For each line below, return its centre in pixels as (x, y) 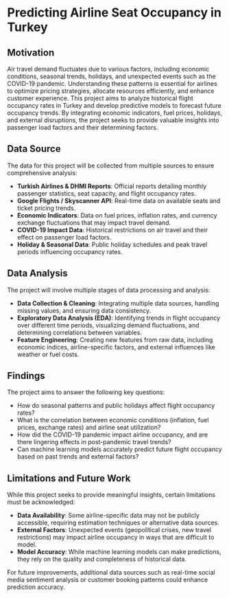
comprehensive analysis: (42, 172)
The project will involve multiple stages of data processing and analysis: (109, 290)
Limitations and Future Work (69, 478)
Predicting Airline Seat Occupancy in (114, 13)
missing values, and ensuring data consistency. (84, 310)
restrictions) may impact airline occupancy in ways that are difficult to (116, 538)
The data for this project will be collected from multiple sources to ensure (111, 165)
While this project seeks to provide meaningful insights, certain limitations (111, 495)
